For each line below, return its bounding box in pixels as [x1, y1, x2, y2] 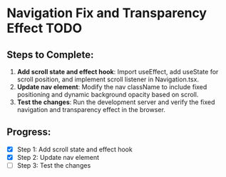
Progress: [6, 126, 51, 138]
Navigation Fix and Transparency [6, 5, 207, 21]
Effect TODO [6, 20, 83, 36]
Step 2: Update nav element [16, 153, 100, 161]
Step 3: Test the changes [16, 161, 91, 169]
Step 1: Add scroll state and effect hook [16, 145, 133, 153]
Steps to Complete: [6, 49, 94, 61]
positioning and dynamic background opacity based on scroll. [16, 91, 199, 98]
